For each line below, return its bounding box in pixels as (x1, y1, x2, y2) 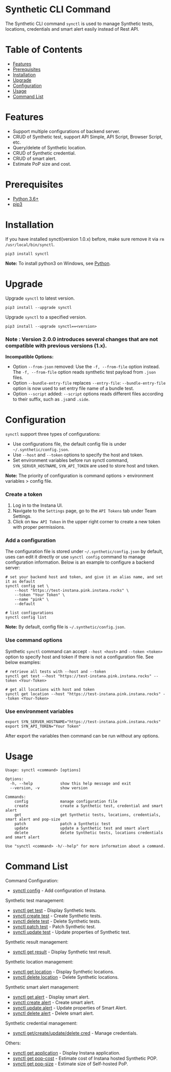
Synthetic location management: (5, 958, 74, 965)
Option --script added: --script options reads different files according (12, 390, 163, 397)
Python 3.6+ (12, 195, 39, 202)
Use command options (5, 637, 63, 644)
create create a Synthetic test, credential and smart (14, 803, 163, 809)
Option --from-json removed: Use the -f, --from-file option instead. (12, 363, 160, 369)
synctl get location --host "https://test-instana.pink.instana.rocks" (5, 691, 161, 697)
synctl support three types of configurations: (5, 431, 101, 437)
